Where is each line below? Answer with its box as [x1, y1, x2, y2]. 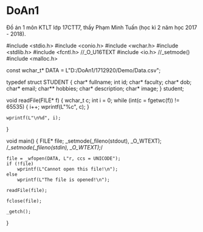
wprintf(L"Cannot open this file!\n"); [17, 166, 119, 172]
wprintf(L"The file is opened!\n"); [17, 177, 111, 183]
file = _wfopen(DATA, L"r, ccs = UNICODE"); [6, 155, 121, 162]
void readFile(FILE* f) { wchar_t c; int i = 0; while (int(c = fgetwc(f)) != [6, 97, 181, 104]
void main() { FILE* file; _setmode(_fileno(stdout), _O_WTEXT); [6, 137, 162, 145]
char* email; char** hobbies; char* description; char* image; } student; [6, 84, 184, 92]
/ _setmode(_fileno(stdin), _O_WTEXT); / [6, 143, 103, 151]
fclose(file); [6, 198, 43, 204]
